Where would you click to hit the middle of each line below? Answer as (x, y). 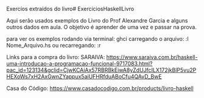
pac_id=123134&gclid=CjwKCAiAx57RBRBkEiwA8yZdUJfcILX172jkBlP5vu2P (101, 70)
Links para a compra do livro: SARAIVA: (56, 57)
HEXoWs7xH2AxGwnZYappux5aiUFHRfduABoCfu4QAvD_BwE (84, 76)
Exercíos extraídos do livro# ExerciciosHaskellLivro (70, 9)
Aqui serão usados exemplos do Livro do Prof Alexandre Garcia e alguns (97, 20)
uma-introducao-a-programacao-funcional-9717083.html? (79, 64)
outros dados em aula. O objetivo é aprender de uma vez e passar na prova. (101, 27)
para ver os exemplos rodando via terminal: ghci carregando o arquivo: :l (97, 39)
